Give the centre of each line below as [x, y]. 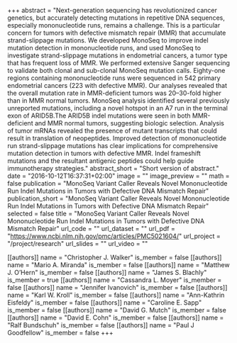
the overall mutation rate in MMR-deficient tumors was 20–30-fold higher [115, 93]
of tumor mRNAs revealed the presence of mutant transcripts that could [112, 131]
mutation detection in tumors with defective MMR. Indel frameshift [104, 153]
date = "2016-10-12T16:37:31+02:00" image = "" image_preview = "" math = [118, 176]
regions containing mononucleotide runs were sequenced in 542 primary [114, 78]
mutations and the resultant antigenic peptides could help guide [101, 161]
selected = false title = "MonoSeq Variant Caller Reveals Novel [98, 213]
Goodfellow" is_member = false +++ [60, 333]
